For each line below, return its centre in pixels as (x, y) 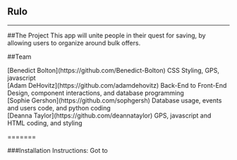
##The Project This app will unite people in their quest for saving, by (107, 35)
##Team (19, 57)
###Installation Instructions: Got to (57, 150)
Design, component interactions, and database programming (96, 93)
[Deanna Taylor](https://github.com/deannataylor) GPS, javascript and (109, 115)
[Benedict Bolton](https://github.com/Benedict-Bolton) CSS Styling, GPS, (114, 70)
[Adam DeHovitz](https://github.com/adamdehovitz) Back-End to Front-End (117, 85)
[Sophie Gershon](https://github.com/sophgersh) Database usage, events (115, 100)
